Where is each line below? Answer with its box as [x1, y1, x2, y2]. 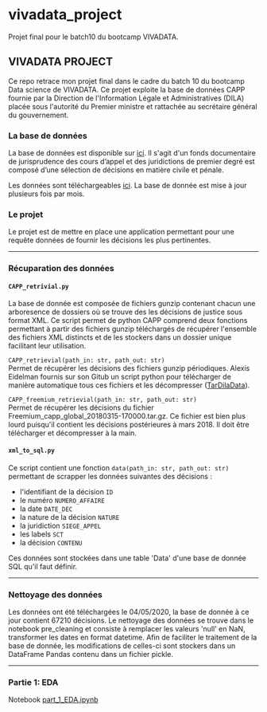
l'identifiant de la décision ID [19, 486, 114, 496]
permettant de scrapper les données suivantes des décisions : [8, 471, 213, 481]
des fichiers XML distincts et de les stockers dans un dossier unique [8, 332, 232, 342]
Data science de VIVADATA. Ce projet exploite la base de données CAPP [8, 85, 246, 94]
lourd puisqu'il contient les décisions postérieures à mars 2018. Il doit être [8, 420, 250, 430]
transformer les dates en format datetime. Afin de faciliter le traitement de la [8, 632, 257, 642]
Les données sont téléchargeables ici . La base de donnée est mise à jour [8, 181, 247, 191]
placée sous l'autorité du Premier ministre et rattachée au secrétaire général [8, 101, 257, 111]
